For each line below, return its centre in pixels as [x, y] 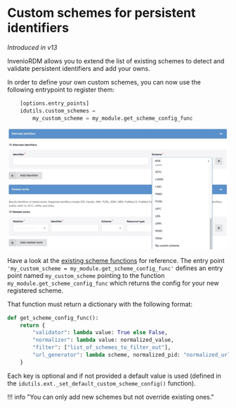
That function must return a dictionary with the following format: [100, 304]
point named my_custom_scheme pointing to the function [86, 275]
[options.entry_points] [55, 103]
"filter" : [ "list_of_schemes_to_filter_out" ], [102, 348]
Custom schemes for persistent [101, 13]
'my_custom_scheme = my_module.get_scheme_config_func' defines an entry [115, 268]
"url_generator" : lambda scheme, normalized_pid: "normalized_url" [133, 355]
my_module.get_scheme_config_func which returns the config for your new [113, 283]
